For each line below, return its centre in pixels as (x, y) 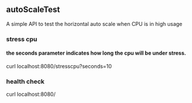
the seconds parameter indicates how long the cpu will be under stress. (96, 53)
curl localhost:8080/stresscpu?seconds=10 (59, 66)
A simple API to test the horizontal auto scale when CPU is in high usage (94, 24)
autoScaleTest (33, 10)
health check (25, 81)
